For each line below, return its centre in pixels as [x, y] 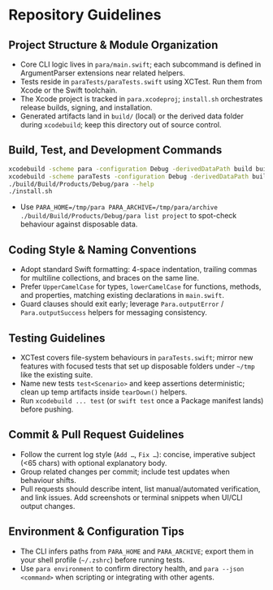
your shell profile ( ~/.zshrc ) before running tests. [102, 560]
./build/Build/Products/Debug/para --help [81, 184]
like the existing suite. [56, 374]
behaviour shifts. [48, 480]
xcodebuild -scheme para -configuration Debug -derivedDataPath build [130, 169]
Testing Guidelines [57, 338]
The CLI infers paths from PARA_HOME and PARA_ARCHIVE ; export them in [137, 551]
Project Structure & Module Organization [113, 45]
